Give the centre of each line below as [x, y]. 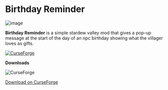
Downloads [17, 62]
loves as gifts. [20, 43]
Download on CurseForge [32, 82]
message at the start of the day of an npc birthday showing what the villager [84, 38]
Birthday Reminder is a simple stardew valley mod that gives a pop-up [78, 32]
